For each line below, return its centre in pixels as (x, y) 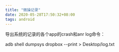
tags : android (20, 19)
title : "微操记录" (23, 10)
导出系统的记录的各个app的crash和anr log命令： (55, 34)
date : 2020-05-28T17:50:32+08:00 (40, 15)
